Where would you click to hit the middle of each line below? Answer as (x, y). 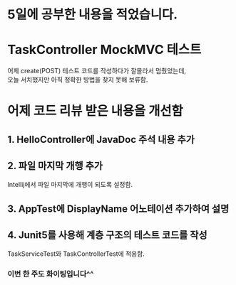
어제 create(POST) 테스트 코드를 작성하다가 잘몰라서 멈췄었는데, (97, 71)
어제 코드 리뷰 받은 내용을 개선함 (95, 111)
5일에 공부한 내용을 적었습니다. (93, 15)
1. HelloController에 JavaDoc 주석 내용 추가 (101, 139)
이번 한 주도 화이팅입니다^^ (51, 274)
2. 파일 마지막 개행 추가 (55, 166)
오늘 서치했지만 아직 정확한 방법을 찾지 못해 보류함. (78, 80)
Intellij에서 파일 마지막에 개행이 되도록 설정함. (70, 184)
